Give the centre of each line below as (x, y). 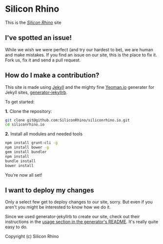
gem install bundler (26, 152)
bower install (20, 165)
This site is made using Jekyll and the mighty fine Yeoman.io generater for (80, 87)
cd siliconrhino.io (25, 125)
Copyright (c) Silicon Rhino (32, 236)
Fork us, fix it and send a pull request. (43, 60)
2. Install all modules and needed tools (44, 134)
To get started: (20, 102)
